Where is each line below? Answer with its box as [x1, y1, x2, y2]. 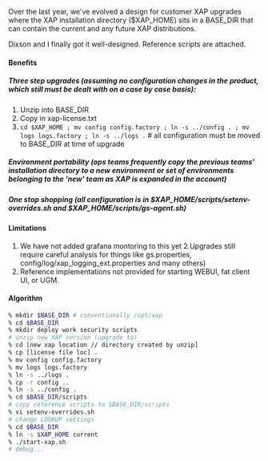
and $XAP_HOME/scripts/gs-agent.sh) [53, 203, 186, 212]
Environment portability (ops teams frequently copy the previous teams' [8, 157, 255, 167]
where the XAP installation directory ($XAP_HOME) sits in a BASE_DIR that [8, 15, 254, 25]
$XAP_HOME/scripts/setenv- [150, 194, 250, 204]
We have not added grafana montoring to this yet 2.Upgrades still [19, 241, 236, 251]
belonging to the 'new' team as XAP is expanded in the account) [8, 174, 227, 184]
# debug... [8, 445, 45, 454]
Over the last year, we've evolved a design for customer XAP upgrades [8, 7, 242, 16]
